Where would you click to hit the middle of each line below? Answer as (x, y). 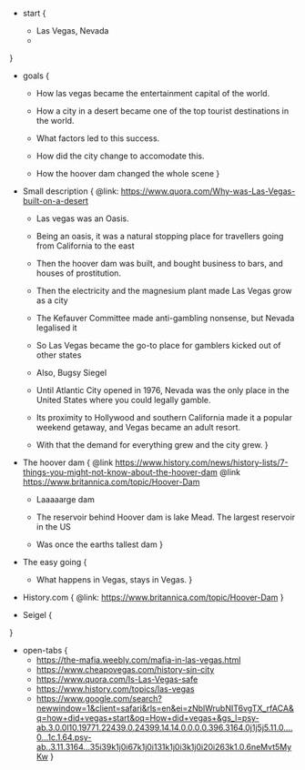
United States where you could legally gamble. (123, 400)
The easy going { (55, 562)
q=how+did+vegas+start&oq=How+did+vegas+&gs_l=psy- (147, 718)
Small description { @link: (71, 191)
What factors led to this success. (98, 138)
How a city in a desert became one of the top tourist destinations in (163, 111)
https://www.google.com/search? (99, 699)
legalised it (56, 328)
